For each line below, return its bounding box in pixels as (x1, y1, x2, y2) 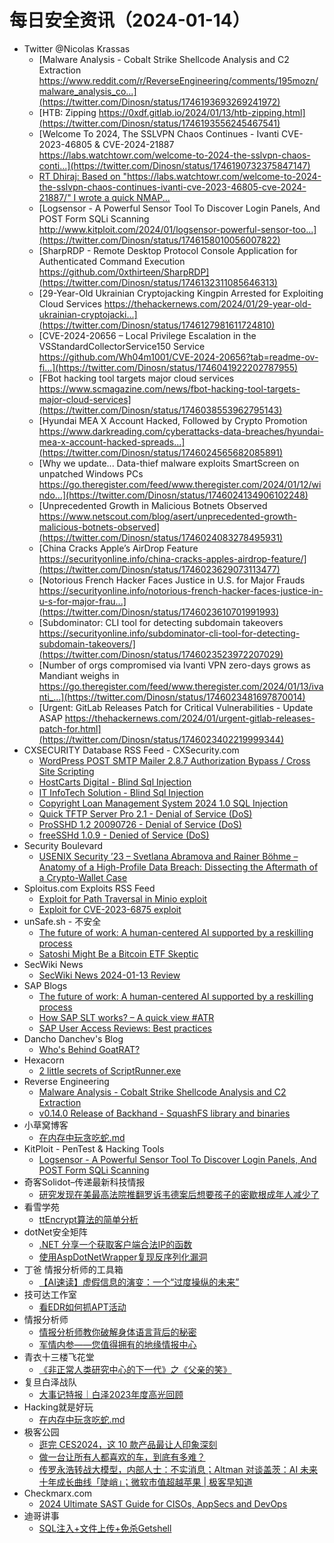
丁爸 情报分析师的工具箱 (23, 1263, 124, 1275)
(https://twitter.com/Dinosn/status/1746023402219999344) (38, 733, 284, 745)
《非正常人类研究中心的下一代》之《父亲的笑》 (38, 1363, 232, 1375)
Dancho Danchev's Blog (23, 1032, 124, 1045)
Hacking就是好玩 (23, 1401, 94, 1413)
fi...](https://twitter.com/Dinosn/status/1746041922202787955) (38, 361, 299, 373)
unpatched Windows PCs (38, 467, 144, 480)
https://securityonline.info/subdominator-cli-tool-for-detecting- (38, 627, 301, 639)
